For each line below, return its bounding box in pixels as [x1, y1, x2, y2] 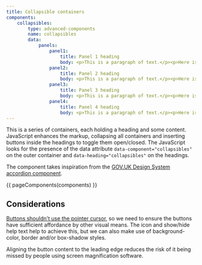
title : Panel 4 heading [60, 104, 120, 110]
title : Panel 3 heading [60, 87, 120, 93]
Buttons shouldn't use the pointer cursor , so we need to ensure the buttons [6, 215, 192, 222]
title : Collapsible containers [6, 8, 85, 15]
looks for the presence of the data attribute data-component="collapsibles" [6, 145, 192, 152]
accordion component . [6, 170, 63, 177]
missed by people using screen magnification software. [6, 252, 144, 260]
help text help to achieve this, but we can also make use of [6, 228, 151, 235]
